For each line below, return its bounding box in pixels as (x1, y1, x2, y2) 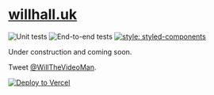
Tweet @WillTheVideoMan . (8, 62, 97, 72)
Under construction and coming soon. (8, 47, 132, 56)
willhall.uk (8, 6, 78, 24)
